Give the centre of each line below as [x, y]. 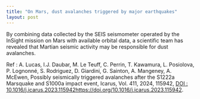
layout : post [22, 17]
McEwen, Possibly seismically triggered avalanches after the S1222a [90, 77]
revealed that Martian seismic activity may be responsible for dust [87, 47]
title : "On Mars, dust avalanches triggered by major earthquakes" [92, 12]
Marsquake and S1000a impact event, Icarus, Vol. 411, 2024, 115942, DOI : [97, 83]
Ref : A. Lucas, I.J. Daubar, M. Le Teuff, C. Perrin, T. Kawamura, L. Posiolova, [100, 64]
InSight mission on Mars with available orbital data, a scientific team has [95, 40]
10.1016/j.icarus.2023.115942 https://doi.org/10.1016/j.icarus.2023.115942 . [95, 90]
